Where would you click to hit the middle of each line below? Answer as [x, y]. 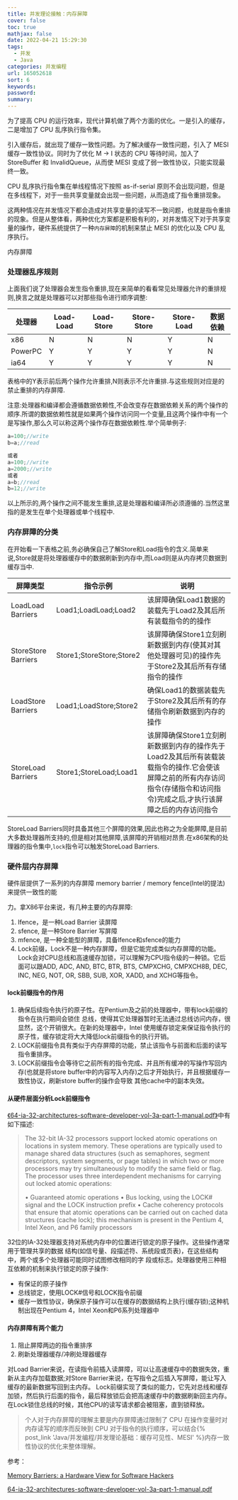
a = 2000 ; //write [30, 469]
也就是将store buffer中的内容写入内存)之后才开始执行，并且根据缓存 [125, 1072]
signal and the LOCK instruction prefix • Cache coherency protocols [124, 1205]
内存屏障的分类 [33, 532]
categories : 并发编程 [37, 67]
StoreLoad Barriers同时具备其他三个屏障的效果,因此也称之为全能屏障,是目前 [118, 828]
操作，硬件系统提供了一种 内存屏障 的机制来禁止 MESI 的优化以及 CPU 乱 [122, 228]
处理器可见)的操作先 [188, 655]
